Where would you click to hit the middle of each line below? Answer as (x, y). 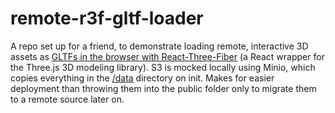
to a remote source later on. (67, 99)
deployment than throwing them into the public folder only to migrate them (163, 88)
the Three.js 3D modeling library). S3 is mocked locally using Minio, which (163, 67)
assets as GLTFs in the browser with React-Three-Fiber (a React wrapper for (167, 56)
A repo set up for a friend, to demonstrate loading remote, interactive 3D (159, 46)
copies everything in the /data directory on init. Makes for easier (142, 78)
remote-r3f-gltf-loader (107, 18)
